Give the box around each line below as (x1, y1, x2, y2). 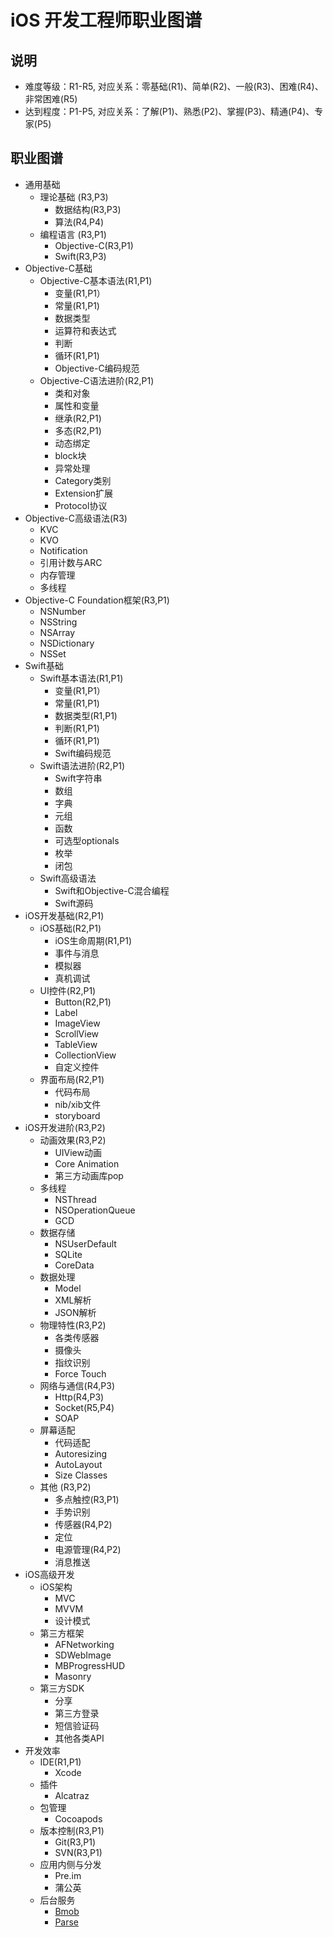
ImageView (54, 1017, 101, 1029)
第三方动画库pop (54, 1169, 124, 1181)
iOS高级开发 (24, 1568, 75, 1580)
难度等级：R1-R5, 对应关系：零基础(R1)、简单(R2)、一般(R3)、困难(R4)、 (24, 81, 324, 92)
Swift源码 (54, 897, 94, 909)
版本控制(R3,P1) (39, 1824, 105, 1836)
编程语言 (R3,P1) (39, 228, 107, 240)
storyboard (54, 1109, 101, 1121)
